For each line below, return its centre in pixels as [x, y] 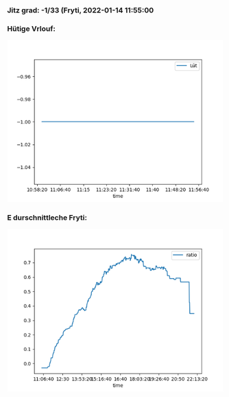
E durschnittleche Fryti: [47, 218]
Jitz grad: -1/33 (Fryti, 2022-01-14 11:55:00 [81, 10]
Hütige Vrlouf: [32, 28]
